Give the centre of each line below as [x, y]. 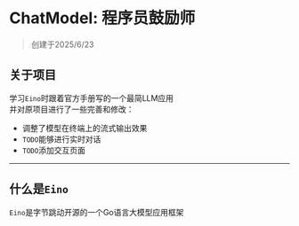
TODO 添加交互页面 [54, 150]
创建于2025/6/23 [62, 44]
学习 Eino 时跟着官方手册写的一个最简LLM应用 [92, 97]
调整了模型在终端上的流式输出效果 [85, 128]
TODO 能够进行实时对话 [61, 139]
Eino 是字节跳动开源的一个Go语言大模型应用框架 [97, 212]
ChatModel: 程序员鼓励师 [102, 18]
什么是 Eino [39, 189]
